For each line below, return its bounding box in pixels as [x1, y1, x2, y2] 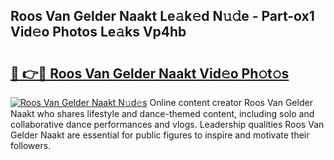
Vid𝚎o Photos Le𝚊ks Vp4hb [10, 24, 187, 41]
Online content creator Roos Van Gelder [149, 97, 313, 108]
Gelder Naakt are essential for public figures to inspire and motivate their [10, 129, 310, 141]
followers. [10, 140, 52, 151]
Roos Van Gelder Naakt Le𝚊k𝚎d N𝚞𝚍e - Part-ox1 [10, 8, 315, 25]
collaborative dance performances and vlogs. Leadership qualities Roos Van [10, 119, 325, 130]
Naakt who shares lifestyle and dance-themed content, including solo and [10, 108, 315, 119]
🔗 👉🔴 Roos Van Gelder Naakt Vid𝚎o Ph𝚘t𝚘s [10, 65, 290, 82]
